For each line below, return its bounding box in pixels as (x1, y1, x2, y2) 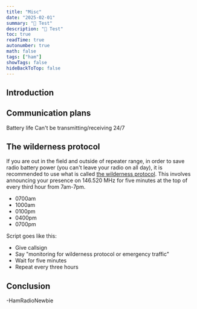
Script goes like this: (6, 232, 57, 239)
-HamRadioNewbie (6, 297, 54, 304)
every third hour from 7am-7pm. (6, 183, 86, 190)
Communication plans (6, 108, 91, 119)
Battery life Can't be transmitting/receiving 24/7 (6, 124, 125, 131)
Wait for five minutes (15, 257, 67, 264)
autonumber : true (6, 43, 50, 49)
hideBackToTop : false (6, 65, 61, 71)
